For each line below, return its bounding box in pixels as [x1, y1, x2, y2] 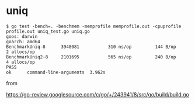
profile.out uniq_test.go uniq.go [6, 28, 90, 34]
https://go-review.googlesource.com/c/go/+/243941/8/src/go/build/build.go [6, 91, 190, 98]
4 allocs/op [6, 59, 35, 65]
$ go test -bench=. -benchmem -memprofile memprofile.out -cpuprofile [6, 23, 182, 29]
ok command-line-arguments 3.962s [6, 69, 106, 75]
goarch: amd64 [6, 39, 41, 44]
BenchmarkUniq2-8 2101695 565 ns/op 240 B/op [6, 54, 176, 60]
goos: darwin [6, 33, 38, 39]
